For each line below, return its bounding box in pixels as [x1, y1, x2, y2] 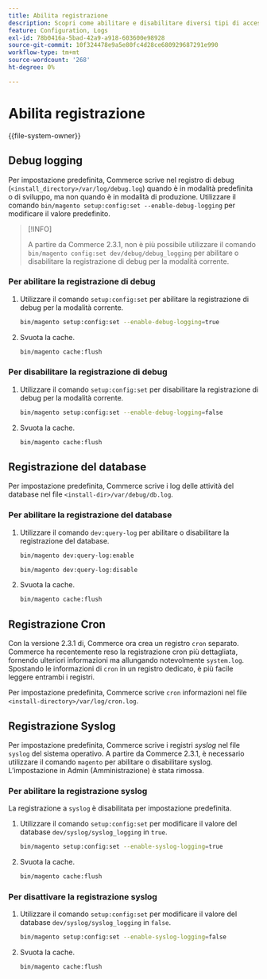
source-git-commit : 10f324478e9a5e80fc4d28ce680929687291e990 [8, 41, 219, 49]
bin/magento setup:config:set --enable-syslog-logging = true [19, 843, 223, 851]
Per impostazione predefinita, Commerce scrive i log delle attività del [8, 482, 234, 491]
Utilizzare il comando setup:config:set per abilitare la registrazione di [19, 294, 249, 304]
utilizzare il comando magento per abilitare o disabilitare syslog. [8, 756, 213, 767]
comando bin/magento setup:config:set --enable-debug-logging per [8, 200, 236, 210]
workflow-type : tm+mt [8, 48, 80, 56]
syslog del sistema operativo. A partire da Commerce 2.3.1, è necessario [8, 749, 245, 758]
